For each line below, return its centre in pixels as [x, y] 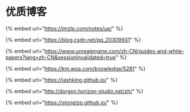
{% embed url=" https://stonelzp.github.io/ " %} [62, 102]
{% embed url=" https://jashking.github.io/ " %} [62, 80]
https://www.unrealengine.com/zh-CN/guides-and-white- [114, 51]
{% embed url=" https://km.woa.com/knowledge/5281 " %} [76, 68]
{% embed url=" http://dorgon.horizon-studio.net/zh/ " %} [74, 91]
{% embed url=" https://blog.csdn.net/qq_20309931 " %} [73, 40]
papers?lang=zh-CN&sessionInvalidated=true [61, 57]
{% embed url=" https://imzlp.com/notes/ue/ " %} [65, 28]
